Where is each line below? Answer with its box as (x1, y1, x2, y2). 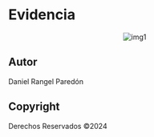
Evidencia (8, 6, 76, 24)
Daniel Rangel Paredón (8, 76, 84, 86)
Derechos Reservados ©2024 (8, 121, 107, 131)
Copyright (8, 100, 60, 114)
